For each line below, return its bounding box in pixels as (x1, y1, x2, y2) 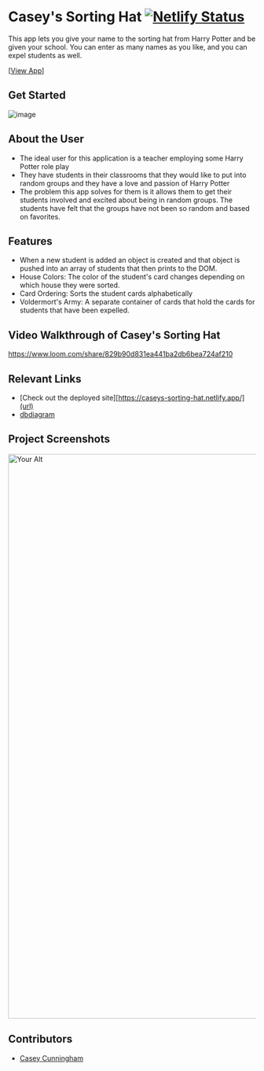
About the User (8, 132, 85, 146)
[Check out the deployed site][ (19, 393, 119, 402)
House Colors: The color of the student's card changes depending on (19, 272, 245, 282)
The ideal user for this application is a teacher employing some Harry (19, 153, 244, 163)
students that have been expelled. (19, 305, 130, 315)
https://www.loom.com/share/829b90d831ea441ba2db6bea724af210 (8, 349, 233, 359)
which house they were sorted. (19, 280, 120, 290)
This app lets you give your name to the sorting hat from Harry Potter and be (8, 34, 256, 43)
